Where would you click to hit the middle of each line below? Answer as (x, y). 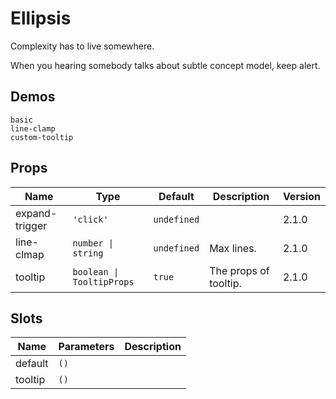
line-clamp (33, 128)
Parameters (86, 347)
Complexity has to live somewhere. (82, 46)
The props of (239, 270)
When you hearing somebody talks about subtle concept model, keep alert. (165, 65)
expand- (36, 213)
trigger (31, 225)
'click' (90, 219)
